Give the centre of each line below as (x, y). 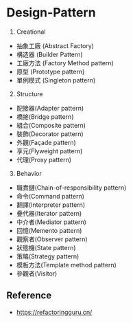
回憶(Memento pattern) (49, 230)
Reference (29, 296)
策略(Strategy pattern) (48, 256)
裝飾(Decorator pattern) (50, 134)
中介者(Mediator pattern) (51, 222)
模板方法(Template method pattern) (66, 265)
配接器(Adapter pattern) (50, 108)
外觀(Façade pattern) (46, 142)
